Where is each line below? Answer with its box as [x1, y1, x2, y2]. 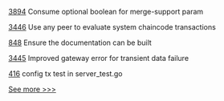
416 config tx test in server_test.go [8, 69, 123, 79]
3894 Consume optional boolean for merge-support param [8, 7, 204, 16]
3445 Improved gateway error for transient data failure [8, 54, 189, 63]
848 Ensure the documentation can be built [8, 38, 153, 47]
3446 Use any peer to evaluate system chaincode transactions [8, 22, 217, 31]
